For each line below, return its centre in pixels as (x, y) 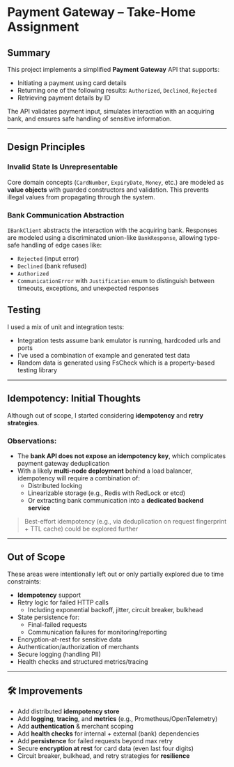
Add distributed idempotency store (68, 711)
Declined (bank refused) (52, 266)
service (39, 508)
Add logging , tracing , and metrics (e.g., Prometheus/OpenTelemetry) (117, 718)
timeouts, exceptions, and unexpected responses (88, 288)
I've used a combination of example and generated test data (103, 355)
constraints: (24, 581)
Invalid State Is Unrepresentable (63, 167)
